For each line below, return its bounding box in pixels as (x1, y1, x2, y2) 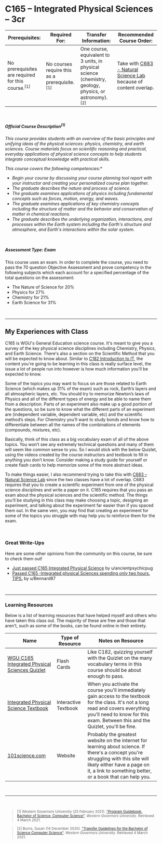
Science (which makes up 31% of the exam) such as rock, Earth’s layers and (5, 386, 156, 391)
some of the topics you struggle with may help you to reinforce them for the (5, 513, 155, 519)
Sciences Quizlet (7, 666, 46, 673)
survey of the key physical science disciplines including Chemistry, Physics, (5, 345, 156, 351)
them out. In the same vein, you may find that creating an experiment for (5, 508, 148, 514)
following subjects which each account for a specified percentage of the (5, 269, 149, 275)
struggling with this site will (87, 755, 149, 762)
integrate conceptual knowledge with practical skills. (5, 156, 110, 162)
